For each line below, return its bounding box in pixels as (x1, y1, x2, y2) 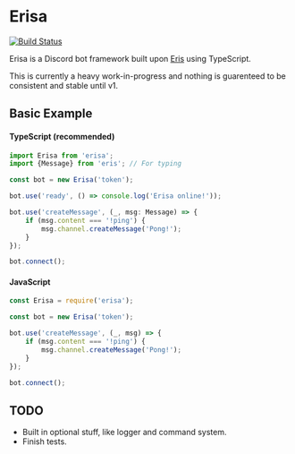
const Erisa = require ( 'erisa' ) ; (9, 296, 134, 305)
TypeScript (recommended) (9, 131, 115, 141)
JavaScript (9, 276, 51, 287)
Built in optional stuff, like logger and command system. (21, 427, 227, 438)
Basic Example (9, 106, 93, 122)
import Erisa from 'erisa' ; (9, 150, 114, 160)
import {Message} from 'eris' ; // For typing (9, 159, 181, 168)
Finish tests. (21, 436, 67, 447)
